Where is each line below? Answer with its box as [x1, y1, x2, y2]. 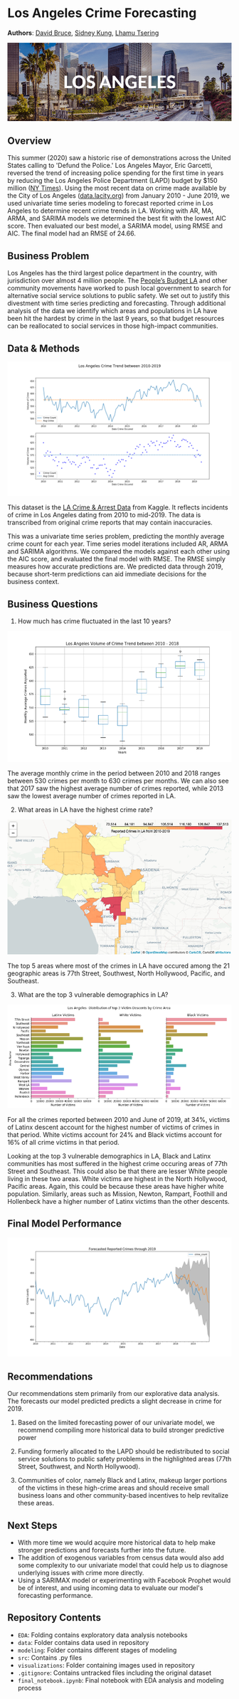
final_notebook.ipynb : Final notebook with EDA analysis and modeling [17, 1676, 224, 1684]
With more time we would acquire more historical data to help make [17, 1538, 216, 1547]
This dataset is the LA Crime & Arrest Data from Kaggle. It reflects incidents [7, 503, 229, 512]
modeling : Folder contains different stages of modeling [17, 1646, 177, 1654]
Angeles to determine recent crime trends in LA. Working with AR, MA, [7, 206, 214, 215]
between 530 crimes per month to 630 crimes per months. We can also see [7, 777, 229, 785]
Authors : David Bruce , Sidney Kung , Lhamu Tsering [7, 28, 159, 37]
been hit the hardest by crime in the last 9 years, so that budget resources [7, 314, 225, 323]
